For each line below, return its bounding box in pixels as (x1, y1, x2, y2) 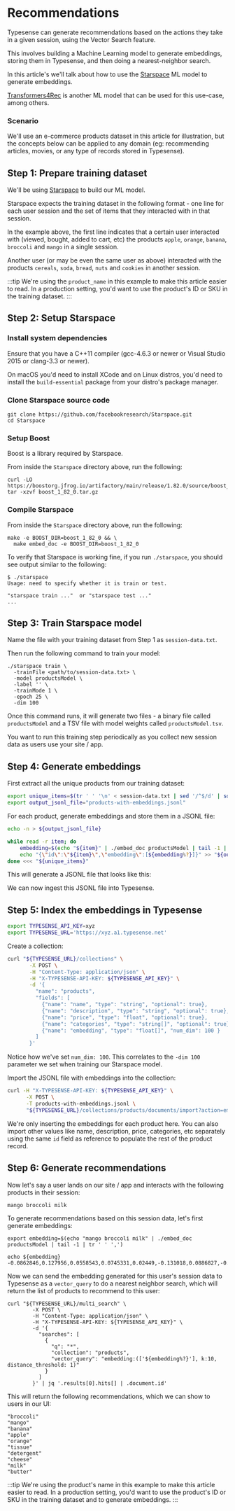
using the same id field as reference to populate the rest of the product (7, 1134, 213, 1143)
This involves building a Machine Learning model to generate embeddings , (7, 49, 222, 57)
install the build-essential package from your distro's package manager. (7, 377, 219, 386)
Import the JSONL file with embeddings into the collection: (7, 1073, 176, 1082)
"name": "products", (35, 988, 96, 995)
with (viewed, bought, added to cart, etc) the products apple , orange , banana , (7, 235, 227, 244)
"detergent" (7, 1449, 42, 1457)
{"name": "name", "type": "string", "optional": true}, (41, 1001, 208, 1008)
